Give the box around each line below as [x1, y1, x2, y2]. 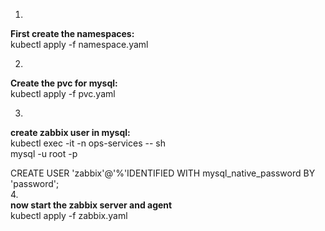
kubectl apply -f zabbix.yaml [10, 210, 128, 221]
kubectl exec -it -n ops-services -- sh [10, 137, 166, 149]
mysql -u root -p [10, 148, 78, 159]
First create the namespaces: [10, 28, 135, 39]
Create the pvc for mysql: [10, 77, 118, 89]
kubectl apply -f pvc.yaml [10, 88, 116, 99]
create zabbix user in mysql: [10, 127, 131, 138]
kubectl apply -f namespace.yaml [10, 39, 149, 50]
